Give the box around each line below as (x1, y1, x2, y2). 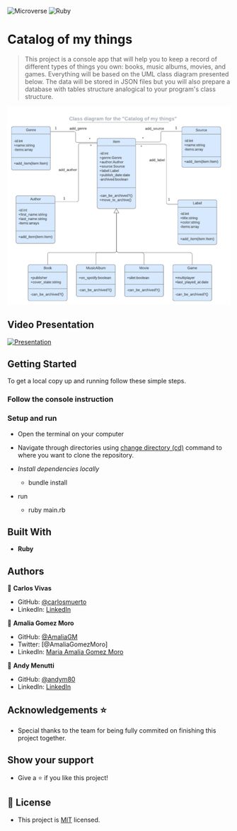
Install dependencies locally (17, 464, 100, 473)
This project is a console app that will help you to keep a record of (24, 54, 218, 63)
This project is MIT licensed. (17, 815, 100, 824)
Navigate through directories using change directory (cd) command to (17, 443, 223, 452)
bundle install (28, 478, 68, 487)
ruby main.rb (28, 506, 66, 514)
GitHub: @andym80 (17, 675, 76, 684)
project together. (17, 734, 67, 743)
